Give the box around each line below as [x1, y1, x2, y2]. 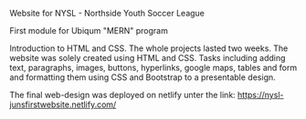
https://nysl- [237, 90, 284, 100]
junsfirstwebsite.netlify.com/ [9, 99, 117, 110]
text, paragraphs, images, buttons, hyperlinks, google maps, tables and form [9, 63, 298, 73]
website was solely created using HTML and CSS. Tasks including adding [9, 53, 286, 63]
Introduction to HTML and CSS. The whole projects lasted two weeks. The [9, 43, 289, 54]
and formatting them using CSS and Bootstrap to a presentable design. [9, 72, 276, 83]
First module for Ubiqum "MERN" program [9, 25, 169, 35]
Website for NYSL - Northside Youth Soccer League [9, 8, 206, 18]
